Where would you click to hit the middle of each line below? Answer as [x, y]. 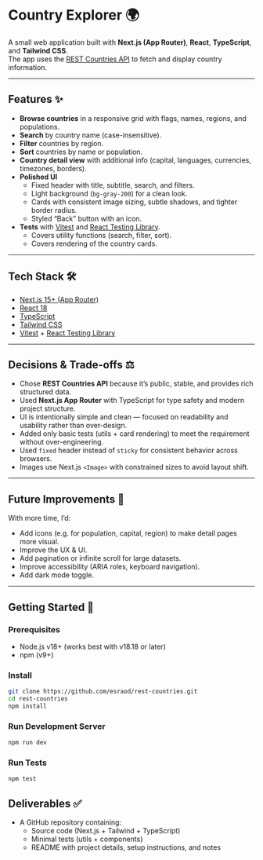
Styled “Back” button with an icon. [86, 218]
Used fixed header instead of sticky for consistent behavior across [129, 450]
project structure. [47, 408]
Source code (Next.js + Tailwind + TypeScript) [106, 830]
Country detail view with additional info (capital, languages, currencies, [135, 160]
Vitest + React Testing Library [67, 333]
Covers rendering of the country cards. [94, 243]
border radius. [54, 210]
